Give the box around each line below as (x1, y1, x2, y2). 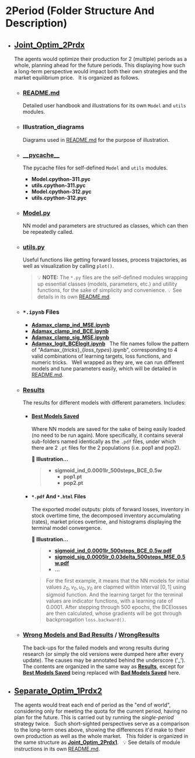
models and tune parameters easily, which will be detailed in (31, 365, 177, 372)
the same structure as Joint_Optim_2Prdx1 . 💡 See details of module (13, 739, 180, 746)
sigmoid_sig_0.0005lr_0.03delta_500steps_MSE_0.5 (54, 553, 186, 560)
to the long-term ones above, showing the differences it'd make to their (13, 726, 186, 733)
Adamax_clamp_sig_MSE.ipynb (31, 334, 109, 341)
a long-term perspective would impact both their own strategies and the (13, 68, 187, 74)
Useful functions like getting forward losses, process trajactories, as (22, 256, 187, 263)
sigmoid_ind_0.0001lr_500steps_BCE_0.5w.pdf (54, 547, 172, 555)
